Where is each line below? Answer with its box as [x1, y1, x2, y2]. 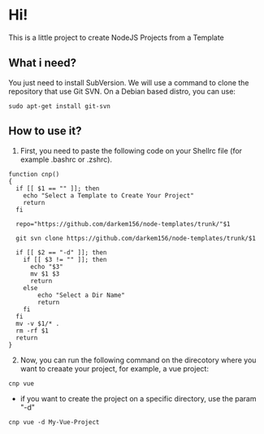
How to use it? [8, 124, 82, 138]
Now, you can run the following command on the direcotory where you [19, 355, 257, 365]
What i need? [8, 56, 77, 70]
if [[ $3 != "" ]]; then [23, 255, 107, 263]
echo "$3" [29, 263, 63, 271]
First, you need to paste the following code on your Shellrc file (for [19, 145, 242, 155]
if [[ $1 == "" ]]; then [15, 184, 100, 193]
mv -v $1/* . [15, 319, 60, 328]
